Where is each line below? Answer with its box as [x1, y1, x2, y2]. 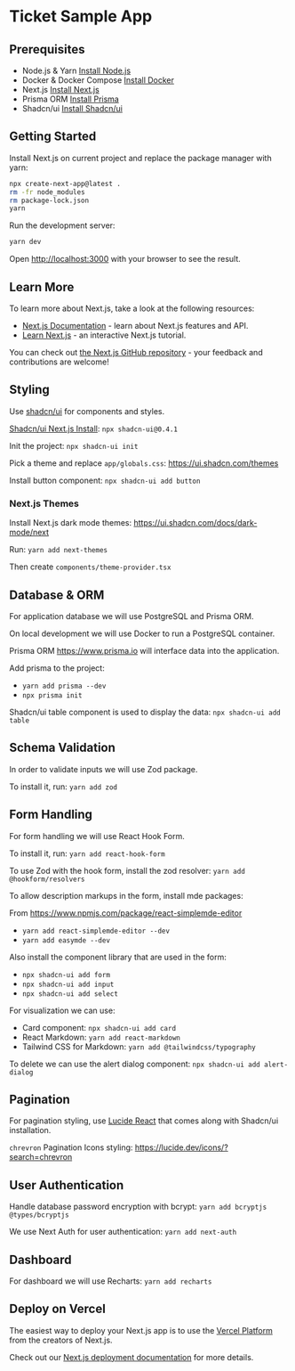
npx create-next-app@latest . [9, 179, 122, 188]
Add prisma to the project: [9, 662, 105, 673]
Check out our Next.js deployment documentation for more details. [9, 1351, 254, 1362]
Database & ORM [9, 587, 105, 602]
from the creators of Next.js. [9, 1334, 113, 1345]
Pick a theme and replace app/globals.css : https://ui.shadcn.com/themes [9, 457, 279, 469]
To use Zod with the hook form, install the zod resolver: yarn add [9, 865, 246, 876]
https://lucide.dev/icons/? [134, 1142, 228, 1153]
